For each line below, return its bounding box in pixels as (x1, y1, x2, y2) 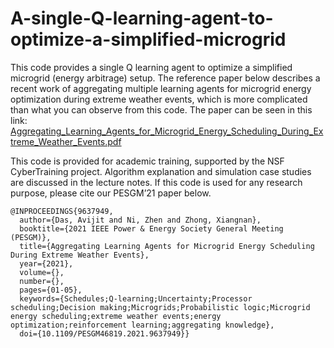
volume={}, (19, 267, 65, 277)
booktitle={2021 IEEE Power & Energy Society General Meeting (19, 223, 284, 234)
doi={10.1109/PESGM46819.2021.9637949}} (19, 328, 190, 339)
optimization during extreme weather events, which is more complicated (10, 93, 308, 105)
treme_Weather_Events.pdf (10, 135, 122, 147)
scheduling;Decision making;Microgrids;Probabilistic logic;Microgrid (10, 302, 311, 312)
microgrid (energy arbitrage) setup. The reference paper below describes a (10, 72, 321, 84)
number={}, (19, 276, 65, 286)
